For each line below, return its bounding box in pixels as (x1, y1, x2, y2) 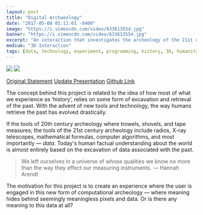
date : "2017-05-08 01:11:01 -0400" (6, 20, 96, 26)
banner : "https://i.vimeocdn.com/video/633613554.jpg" (6, 31, 147, 38)
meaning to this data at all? (6, 201, 74, 209)
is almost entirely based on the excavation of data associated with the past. (6, 146, 194, 153)
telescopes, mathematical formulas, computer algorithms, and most (6, 133, 175, 140)
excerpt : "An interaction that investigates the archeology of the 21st (6, 37, 193, 43)
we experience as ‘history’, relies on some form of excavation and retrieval (6, 95, 192, 103)
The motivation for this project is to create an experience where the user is (6, 182, 192, 190)
